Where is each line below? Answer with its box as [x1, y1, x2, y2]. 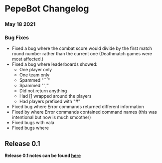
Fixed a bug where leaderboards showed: [11, 61, 98, 67]
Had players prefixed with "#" [19, 98, 81, 105]
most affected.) [11, 56, 44, 62]
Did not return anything [19, 88, 67, 94]
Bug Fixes [4, 34, 29, 41]
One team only [19, 72, 50, 78]
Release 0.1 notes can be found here [4, 153, 81, 159]
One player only [19, 67, 52, 73]
